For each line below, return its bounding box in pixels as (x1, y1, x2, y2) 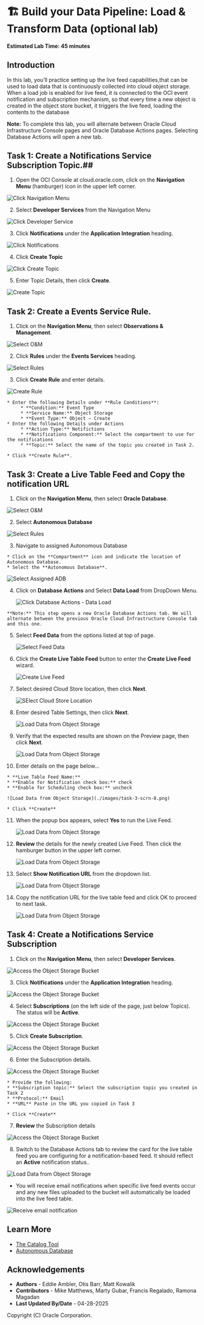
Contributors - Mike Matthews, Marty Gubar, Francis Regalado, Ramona (15, 1287, 197, 1295)
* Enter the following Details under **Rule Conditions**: (7, 399, 160, 406)
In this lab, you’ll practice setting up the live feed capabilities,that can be (7, 76, 188, 83)
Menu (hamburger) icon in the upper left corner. (15, 183, 136, 190)
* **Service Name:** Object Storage (20, 410, 114, 416)
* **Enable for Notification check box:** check (7, 779, 132, 786)
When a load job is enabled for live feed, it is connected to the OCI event (7, 89, 188, 96)
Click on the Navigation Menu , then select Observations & (15, 323, 163, 330)
